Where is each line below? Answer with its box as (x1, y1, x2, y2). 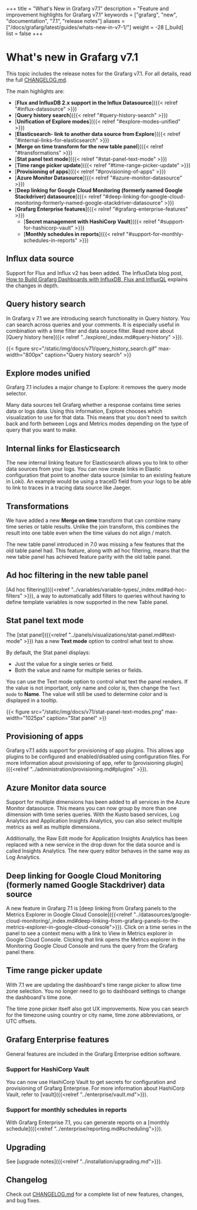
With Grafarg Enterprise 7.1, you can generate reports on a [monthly (6, 1119, 169, 1126)
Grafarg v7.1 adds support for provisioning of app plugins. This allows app (6, 747, 184, 754)
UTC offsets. (6, 1017, 37, 1025)
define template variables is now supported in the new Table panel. (6, 598, 169, 605)
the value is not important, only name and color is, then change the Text (6, 684, 181, 691)
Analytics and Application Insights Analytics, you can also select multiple (6, 817, 182, 824)
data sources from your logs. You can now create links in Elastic (6, 465, 161, 473)
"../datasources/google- (133, 911, 192, 918)
